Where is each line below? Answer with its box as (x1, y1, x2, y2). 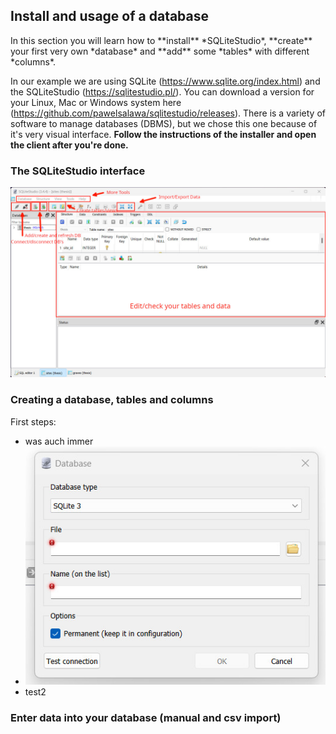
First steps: (10, 415, 57, 428)
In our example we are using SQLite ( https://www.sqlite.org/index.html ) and (10, 75, 321, 87)
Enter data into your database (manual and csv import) (10, 711, 282, 725)
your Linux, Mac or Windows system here (10, 96, 182, 108)
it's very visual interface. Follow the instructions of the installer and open (10, 128, 317, 140)
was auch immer (24, 435, 94, 447)
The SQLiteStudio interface (10, 164, 146, 178)
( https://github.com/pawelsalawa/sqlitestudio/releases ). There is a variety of (10, 107, 327, 119)
